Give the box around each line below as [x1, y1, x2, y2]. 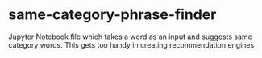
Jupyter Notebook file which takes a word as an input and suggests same [8, 32, 252, 41]
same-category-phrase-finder [8, 6, 217, 24]
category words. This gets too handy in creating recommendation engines [8, 40, 255, 49]
